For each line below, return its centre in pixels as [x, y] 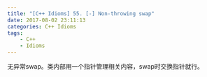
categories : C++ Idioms [42, 26]
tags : [15, 33]
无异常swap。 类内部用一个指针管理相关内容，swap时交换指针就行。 [106, 66]
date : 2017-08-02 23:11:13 [47, 20]
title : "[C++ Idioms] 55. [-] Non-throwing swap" [81, 14]
